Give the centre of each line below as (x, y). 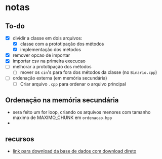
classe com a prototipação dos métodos (62, 44)
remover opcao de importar (41, 55)
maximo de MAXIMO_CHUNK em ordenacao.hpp (62, 117)
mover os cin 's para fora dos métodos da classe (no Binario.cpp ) (89, 72)
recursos (20, 139)
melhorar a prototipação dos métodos (52, 67)
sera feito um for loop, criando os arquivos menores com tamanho (82, 112)
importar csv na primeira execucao (49, 61)
